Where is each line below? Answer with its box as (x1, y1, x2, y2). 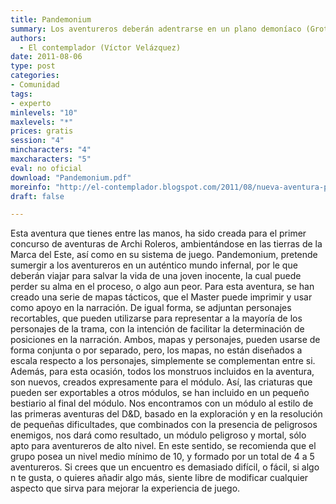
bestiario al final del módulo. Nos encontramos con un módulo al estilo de (10, 397, 314, 410)
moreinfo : (10, 182, 52, 192)
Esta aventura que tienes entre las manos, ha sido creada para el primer (10, 227, 307, 240)
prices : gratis (10, 126, 74, 136)
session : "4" (10, 136, 65, 146)
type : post (10, 61, 56, 71)
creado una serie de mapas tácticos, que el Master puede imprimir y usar (10, 291, 313, 303)
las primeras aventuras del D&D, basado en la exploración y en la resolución (10, 408, 323, 420)
